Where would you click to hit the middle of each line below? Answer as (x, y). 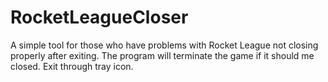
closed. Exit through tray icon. (72, 66)
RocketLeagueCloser (99, 17)
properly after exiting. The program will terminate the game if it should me (162, 55)
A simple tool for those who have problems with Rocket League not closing (164, 45)
